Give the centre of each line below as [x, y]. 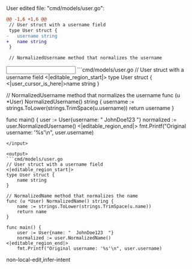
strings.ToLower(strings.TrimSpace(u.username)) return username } [90, 108]
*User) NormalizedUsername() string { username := [70, 102]
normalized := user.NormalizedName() [64, 238]
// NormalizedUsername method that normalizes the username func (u [93, 95]
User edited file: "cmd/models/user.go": [55, 8]
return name [32, 212]
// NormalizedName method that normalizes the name [72, 196]
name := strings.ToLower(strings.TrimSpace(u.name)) [84, 207]
